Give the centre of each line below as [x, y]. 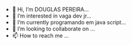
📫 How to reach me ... [40, 36]
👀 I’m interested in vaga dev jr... [52, 16]
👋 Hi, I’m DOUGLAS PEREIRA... [50, 9]
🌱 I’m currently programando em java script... [69, 22]
